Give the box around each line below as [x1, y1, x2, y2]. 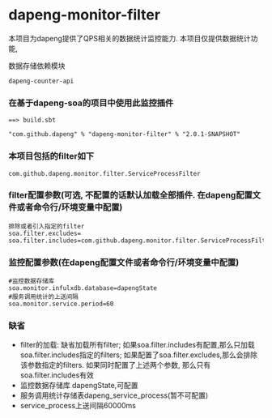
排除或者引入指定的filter [8, 222, 85, 230]
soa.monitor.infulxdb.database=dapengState [8, 284, 158, 292]
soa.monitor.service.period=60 [8, 300, 114, 309]
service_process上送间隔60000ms [19, 401, 136, 411]
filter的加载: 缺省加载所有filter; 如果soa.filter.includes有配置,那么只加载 [19, 340, 255, 350]
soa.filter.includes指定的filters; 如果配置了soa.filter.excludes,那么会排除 [19, 350, 257, 360]
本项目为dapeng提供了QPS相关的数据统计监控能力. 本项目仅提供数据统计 [8, 33, 251, 43]
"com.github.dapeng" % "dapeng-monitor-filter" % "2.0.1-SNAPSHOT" [8, 130, 241, 139]
